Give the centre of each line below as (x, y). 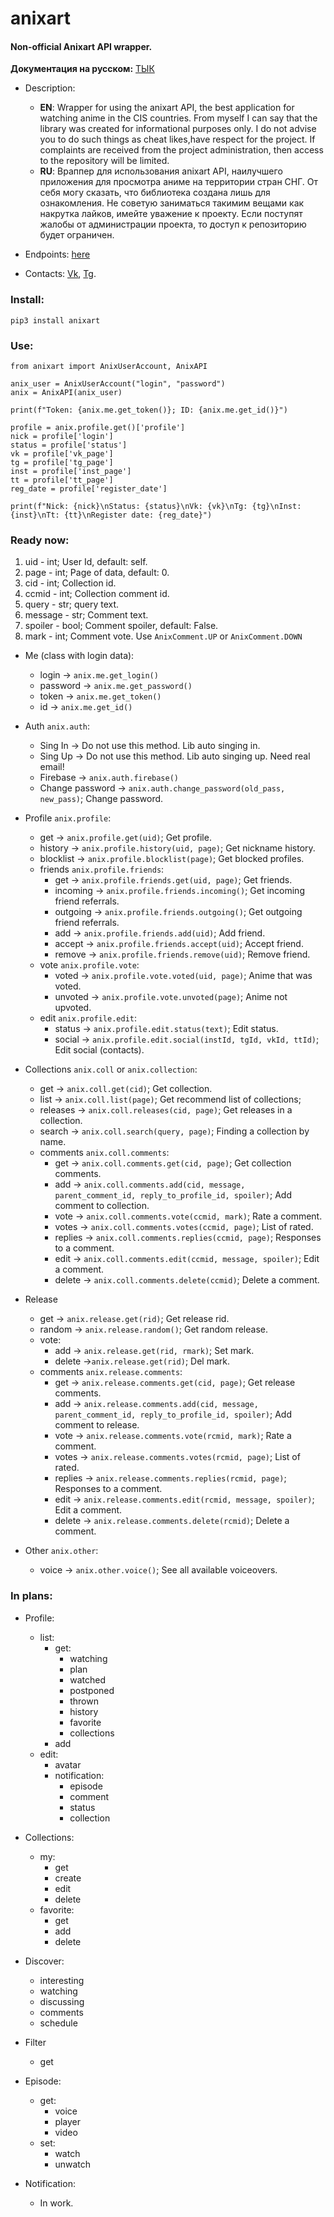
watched (87, 1679)
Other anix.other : (61, 1551)
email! (52, 767)
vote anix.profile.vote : (89, 965)
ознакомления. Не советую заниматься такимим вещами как (172, 203)
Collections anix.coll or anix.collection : (111, 1069)
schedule (58, 2023)
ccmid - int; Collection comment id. (97, 594)
